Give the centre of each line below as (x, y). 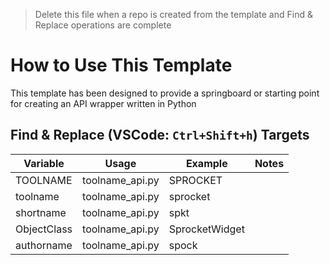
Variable (44, 163)
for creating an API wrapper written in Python (103, 103)
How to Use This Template (121, 65)
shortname (41, 212)
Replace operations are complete (103, 25)
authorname (44, 245)
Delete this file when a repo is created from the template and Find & (173, 14)
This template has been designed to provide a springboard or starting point (165, 93)
